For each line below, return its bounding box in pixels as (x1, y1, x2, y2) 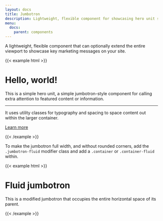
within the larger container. (5, 115, 59, 120)
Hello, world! (5, 75, 58, 85)
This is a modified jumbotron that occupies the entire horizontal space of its (5, 196, 156, 202)
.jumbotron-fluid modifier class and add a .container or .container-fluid (5, 148, 155, 154)
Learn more (5, 124, 28, 130)
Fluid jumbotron (5, 180, 70, 191)
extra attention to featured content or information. (5, 96, 104, 102)
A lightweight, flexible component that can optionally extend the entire (5, 43, 146, 49)
